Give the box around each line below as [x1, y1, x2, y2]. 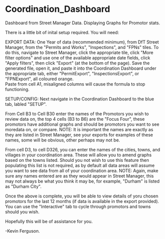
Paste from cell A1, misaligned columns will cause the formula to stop [5, 81, 145, 87]
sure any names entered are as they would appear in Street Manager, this [5, 173, 154, 179]
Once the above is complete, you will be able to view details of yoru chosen [5, 193, 159, 199]
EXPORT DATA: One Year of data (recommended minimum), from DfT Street [5, 39, 159, 45]
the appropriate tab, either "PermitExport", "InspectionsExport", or [5, 70, 139, 76]
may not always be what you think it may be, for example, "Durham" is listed [5, 178, 160, 184]
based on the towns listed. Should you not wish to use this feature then [5, 157, 149, 163]
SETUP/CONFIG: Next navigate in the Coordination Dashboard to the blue [5, 96, 154, 102]
